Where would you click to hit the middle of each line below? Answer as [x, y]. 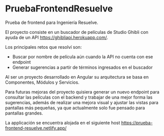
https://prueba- [137, 123]
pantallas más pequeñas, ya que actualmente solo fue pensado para [75, 108]
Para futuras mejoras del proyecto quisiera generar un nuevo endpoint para [82, 92]
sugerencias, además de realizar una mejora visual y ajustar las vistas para [82, 102]
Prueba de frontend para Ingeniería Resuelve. [52, 22]
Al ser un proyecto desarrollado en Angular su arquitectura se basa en [77, 77]
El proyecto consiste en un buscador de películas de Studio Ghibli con [77, 32]
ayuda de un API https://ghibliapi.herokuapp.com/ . [57, 37]
